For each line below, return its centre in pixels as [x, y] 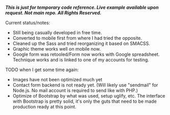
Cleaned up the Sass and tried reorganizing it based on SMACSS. [81, 43]
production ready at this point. [44, 107]
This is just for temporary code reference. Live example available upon [82, 7]
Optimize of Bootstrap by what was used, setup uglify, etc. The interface [89, 96]
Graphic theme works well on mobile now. [57, 49]
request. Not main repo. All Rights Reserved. [54, 13]
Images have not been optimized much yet [57, 79]
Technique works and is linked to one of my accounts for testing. [81, 60]
